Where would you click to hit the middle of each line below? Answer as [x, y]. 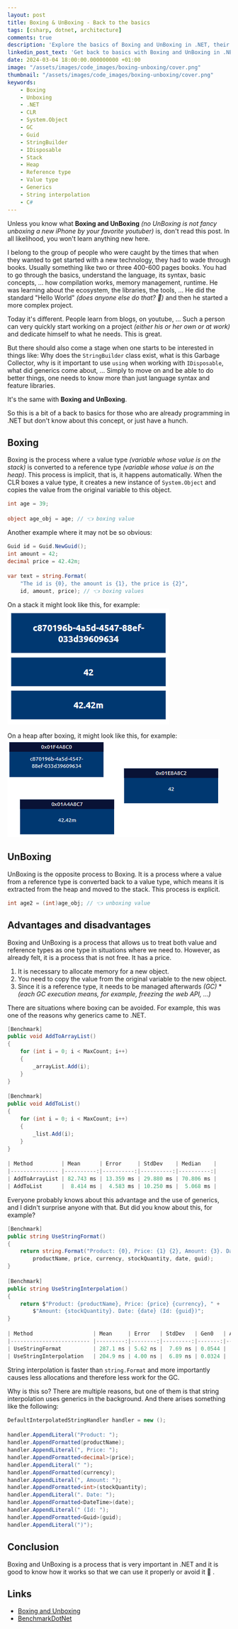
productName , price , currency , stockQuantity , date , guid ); [123, 1259]
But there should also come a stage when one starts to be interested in [110, 347]
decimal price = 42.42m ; [44, 561]
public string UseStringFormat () [57, 1236]
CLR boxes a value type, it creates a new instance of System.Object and [112, 482]
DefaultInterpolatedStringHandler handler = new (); [87, 1420]
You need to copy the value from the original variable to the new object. [122, 979]
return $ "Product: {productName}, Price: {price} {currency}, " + [120, 1304]
